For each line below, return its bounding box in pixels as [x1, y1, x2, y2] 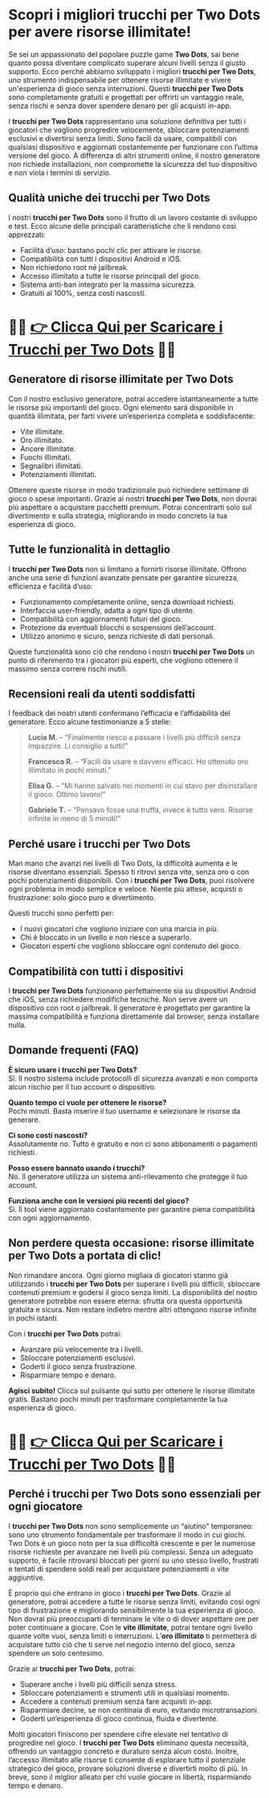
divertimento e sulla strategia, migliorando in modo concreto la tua [8, 510, 227, 521]
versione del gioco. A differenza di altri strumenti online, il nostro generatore [8, 151, 261, 160]
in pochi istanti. [8, 1313, 59, 1323]
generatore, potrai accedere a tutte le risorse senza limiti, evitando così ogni [8, 1597, 261, 1606]
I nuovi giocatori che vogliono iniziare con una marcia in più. [19, 924, 219, 934]
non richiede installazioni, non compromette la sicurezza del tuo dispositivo [8, 159, 258, 168]
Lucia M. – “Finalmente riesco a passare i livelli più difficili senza [27, 733, 241, 742]
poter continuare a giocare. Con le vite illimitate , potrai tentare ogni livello [8, 1622, 253, 1632]
